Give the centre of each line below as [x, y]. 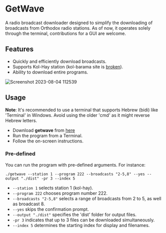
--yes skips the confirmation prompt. [51, 209]
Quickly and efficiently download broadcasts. [59, 61]
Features [19, 49]
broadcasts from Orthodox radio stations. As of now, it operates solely [78, 28]
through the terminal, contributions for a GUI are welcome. [66, 33]
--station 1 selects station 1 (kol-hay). [53, 188]
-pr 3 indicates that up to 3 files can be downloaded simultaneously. [84, 220]
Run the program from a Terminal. [48, 135]
